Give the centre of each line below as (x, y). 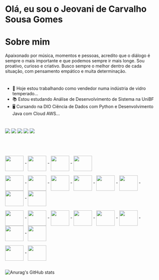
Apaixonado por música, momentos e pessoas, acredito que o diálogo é (78, 56)
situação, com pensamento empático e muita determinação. (66, 71)
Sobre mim (27, 42)
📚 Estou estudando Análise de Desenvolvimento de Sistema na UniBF (83, 99)
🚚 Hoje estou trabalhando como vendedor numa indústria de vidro (79, 88)
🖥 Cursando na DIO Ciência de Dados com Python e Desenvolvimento (83, 107)
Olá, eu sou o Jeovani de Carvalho (76, 9)
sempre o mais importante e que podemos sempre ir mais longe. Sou (75, 61)
